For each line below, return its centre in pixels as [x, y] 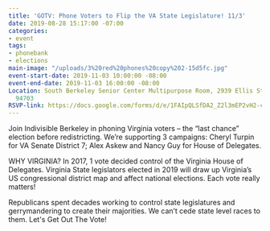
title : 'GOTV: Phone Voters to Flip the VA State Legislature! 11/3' [127, 16]
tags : [17, 46]
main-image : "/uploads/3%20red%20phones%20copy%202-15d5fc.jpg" [118, 68]
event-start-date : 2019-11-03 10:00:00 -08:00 [88, 76]
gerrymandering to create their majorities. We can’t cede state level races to [135, 211]
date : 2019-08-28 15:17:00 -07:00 [66, 23]
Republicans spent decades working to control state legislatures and [122, 203]
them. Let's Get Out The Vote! [57, 220]
